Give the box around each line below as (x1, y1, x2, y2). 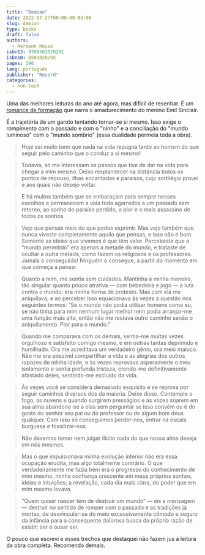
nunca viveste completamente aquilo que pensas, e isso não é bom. (21, 231, 193, 238)
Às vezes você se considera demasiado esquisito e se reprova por (21, 383, 189, 391)
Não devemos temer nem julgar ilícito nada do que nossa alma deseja (21, 434, 197, 442)
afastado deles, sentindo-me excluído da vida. (21, 372, 139, 379)
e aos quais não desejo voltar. (21, 181, 97, 188)
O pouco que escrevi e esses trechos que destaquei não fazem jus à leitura (6, 535, 196, 542)
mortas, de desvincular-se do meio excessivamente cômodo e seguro (21, 510, 198, 518)
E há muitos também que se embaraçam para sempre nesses (21, 193, 176, 200)
